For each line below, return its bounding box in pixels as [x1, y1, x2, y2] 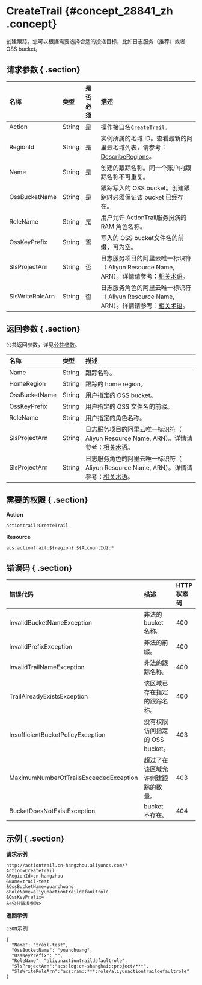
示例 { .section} [6, 833, 65, 843]
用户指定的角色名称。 [85, 414, 146, 422]
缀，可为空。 [100, 242, 137, 251]
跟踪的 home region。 [85, 380, 147, 388]
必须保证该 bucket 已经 [112, 193, 178, 201]
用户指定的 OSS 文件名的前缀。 [85, 402, 173, 411]
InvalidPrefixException [9, 643, 73, 651]
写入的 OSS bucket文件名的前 [100, 233, 185, 242]
